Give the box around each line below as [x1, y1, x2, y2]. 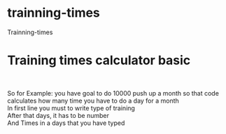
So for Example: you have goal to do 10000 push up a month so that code [7, 89, 219, 97]
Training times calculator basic [7, 52, 191, 68]
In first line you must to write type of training [7, 103, 135, 112]
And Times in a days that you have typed [7, 119, 125, 127]
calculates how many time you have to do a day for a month [7, 96, 180, 105]
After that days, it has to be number [7, 111, 110, 119]
